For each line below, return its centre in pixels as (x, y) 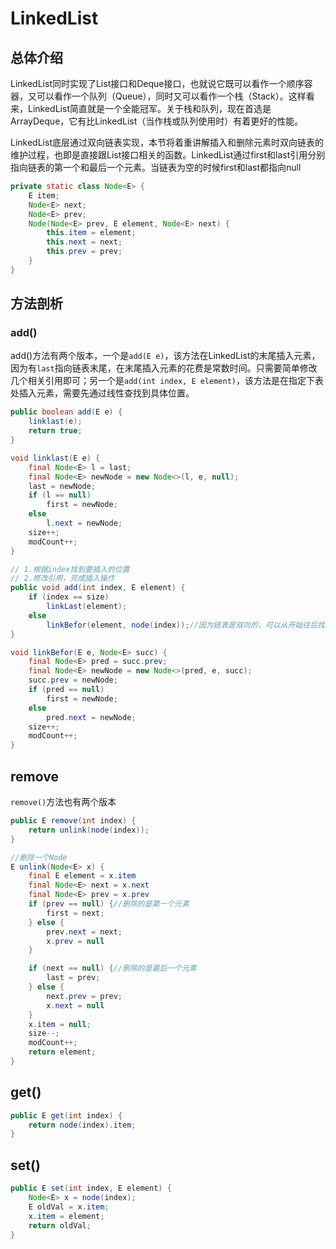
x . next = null (75, 1005)
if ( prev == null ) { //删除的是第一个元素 (109, 904)
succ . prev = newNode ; (73, 680)
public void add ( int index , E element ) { (98, 588)
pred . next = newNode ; (91, 717)
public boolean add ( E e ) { (66, 412)
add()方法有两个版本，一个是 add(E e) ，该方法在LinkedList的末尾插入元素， (165, 356)
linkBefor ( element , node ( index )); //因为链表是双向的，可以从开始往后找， (189, 625)
